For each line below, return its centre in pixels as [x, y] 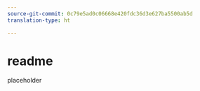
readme [30, 61]
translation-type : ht [39, 20]
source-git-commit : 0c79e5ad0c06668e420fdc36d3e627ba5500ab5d [100, 14]
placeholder [25, 80]
